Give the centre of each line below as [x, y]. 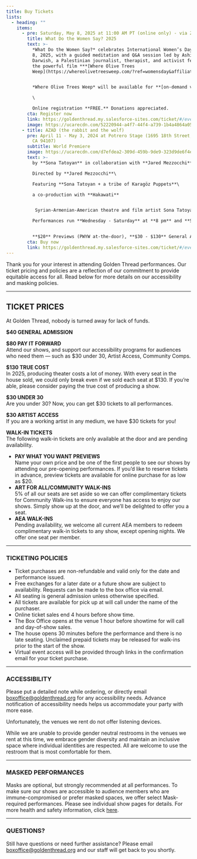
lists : [14, 17]
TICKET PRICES [35, 307]
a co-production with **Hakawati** [75, 195]
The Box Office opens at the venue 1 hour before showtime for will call [99, 621]
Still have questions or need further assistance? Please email [80, 843]
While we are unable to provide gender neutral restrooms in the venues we [96, 733]
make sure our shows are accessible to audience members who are [88, 792]
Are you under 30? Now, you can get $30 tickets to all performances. [89, 404]
